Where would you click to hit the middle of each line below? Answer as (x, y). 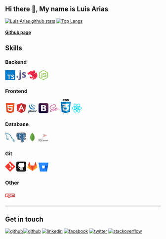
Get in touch (24, 219)
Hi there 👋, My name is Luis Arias (57, 9)
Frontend (16, 91)
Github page (18, 32)
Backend (16, 62)
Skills (14, 48)
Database (17, 124)
